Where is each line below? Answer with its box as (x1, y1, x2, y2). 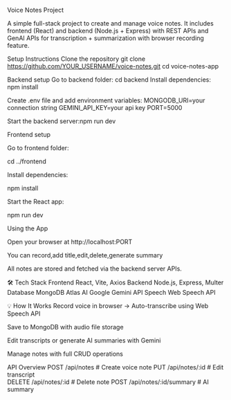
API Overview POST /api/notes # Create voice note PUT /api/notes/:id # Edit (7, 363, 223, 371)
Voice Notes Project (7, 6, 64, 14)
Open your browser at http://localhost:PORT (7, 238, 133, 246)
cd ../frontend (7, 157, 46, 165)
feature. (7, 42, 30, 49)
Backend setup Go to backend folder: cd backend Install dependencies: (7, 75, 211, 84)
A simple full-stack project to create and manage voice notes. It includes (7, 19, 214, 27)
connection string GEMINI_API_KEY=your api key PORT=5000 (7, 104, 183, 111)
